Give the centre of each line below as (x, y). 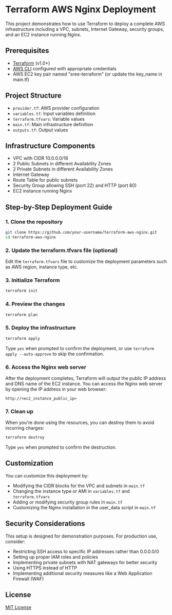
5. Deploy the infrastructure (41, 328)
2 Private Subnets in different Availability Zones (63, 169)
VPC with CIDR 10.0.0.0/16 (40, 158)
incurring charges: (25, 428)
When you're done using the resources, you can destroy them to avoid (80, 422)
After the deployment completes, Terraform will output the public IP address (86, 378)
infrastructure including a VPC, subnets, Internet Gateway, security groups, (85, 29)
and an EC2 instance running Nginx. (43, 34)
